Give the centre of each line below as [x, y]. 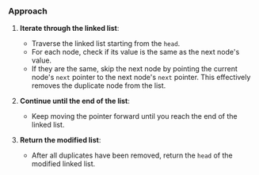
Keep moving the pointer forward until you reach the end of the [134, 116]
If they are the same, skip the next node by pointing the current [134, 69]
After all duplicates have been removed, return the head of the [132, 155]
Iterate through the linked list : [69, 29]
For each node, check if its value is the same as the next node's [135, 52]
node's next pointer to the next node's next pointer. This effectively [141, 78]
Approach [28, 11]
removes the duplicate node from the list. [99, 86]
